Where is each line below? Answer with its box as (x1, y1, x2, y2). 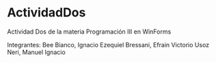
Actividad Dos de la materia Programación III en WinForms (7, 27, 172, 36)
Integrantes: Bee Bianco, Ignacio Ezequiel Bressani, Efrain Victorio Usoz (7, 40, 210, 49)
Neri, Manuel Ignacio (7, 48, 66, 56)
